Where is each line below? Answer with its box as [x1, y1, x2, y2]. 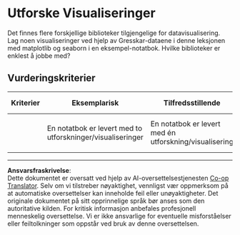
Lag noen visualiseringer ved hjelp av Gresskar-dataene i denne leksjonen [7, 36, 226, 44]
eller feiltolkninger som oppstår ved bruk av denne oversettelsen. [7, 219, 199, 228]
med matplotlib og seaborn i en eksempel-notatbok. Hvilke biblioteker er [7, 44, 221, 52]
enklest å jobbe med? [7, 51, 71, 60]
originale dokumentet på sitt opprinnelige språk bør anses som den [7, 196, 205, 205]
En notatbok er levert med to [46, 123, 143, 133]
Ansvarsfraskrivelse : [7, 166, 71, 174]
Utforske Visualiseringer [7, 5, 156, 21]
